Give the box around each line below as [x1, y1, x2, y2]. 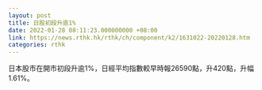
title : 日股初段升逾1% [8, 19, 76, 27]
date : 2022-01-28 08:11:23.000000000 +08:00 [8, 26, 158, 34]
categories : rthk [8, 41, 66, 49]
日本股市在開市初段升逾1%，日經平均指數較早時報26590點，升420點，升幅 [8, 64, 254, 73]
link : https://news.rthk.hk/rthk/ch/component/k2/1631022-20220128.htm [8, 33, 250, 42]
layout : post [8, 11, 52, 20]
